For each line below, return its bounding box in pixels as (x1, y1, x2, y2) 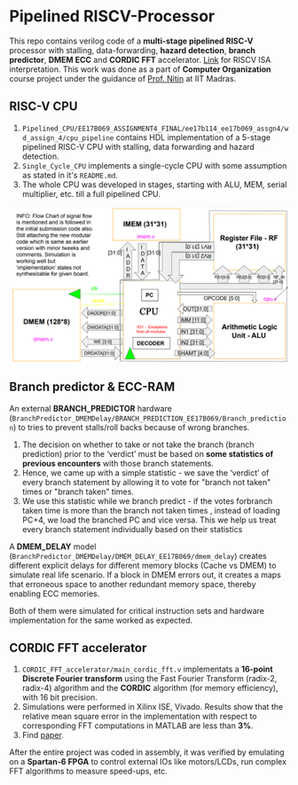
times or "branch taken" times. (21, 486, 135, 497)
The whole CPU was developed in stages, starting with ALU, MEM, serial (21, 179, 287, 190)
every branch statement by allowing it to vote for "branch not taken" (21, 476, 271, 487)
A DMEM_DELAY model (9, 541, 97, 552)
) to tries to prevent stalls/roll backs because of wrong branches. (12, 421, 250, 432)
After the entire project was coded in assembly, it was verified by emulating (9, 747, 286, 758)
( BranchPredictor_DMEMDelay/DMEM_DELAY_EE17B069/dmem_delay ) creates (9, 550, 268, 561)
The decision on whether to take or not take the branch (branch (21, 439, 255, 450)
